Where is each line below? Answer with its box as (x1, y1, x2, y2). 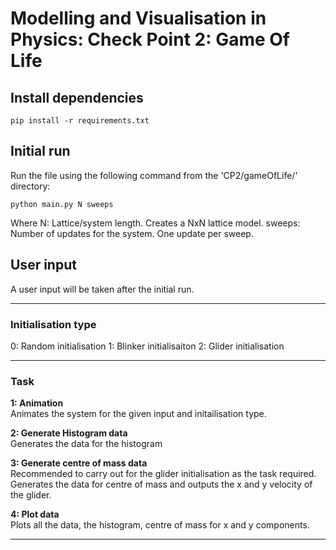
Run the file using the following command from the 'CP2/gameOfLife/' (10, 169, 298, 181)
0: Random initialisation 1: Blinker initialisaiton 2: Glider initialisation (10, 340, 285, 352)
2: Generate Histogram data (10, 427, 128, 439)
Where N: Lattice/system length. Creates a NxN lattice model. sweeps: (10, 217, 301, 229)
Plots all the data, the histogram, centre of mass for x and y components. (10, 519, 310, 531)
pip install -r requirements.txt (10, 116, 150, 126)
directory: (10, 180, 51, 192)
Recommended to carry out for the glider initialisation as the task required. (10, 468, 317, 480)
